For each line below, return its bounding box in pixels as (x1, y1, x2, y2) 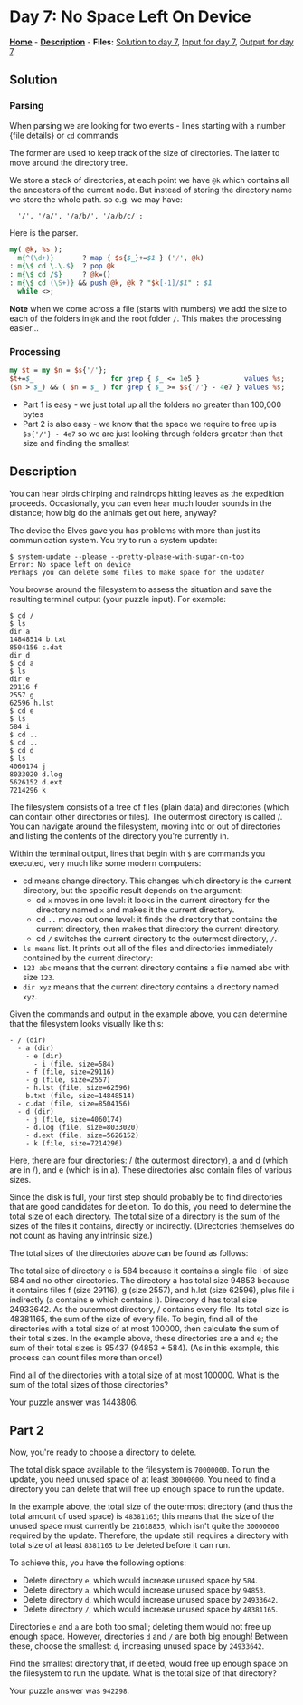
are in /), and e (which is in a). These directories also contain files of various (9, 1164, 292, 1175)
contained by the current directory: (22, 952, 154, 963)
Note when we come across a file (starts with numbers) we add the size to (9, 303, 288, 314)
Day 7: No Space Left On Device (9, 6, 251, 27)
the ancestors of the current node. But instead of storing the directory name (9, 184, 292, 195)
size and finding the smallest (22, 437, 129, 448)
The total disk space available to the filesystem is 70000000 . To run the (9, 1465, 270, 1476)
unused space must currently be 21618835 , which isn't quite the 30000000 (9, 1521, 279, 1532)
